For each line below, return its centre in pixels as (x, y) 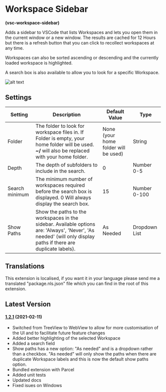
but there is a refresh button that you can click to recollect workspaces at (80, 42)
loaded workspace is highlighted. (39, 63)
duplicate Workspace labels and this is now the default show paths (80, 359)
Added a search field (34, 344)
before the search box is (64, 191)
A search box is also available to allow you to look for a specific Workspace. (82, 72)
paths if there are (55, 242)
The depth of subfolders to (66, 165)
